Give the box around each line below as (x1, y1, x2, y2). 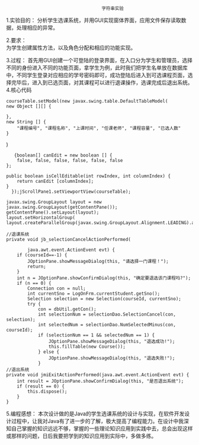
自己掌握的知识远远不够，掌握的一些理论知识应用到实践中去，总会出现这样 (11, 425, 193, 432)
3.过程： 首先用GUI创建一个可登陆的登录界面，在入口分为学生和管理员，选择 (6, 57, 192, 63)
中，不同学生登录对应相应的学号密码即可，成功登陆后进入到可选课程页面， (6, 72, 188, 78)
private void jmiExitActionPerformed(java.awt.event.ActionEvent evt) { (6, 372, 190, 378)
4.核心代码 (6, 87, 32, 93)
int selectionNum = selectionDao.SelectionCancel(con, (37, 311, 176, 317)
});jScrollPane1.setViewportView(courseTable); (11, 189, 131, 195)
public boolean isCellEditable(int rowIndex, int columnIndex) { (6, 173, 171, 179)
